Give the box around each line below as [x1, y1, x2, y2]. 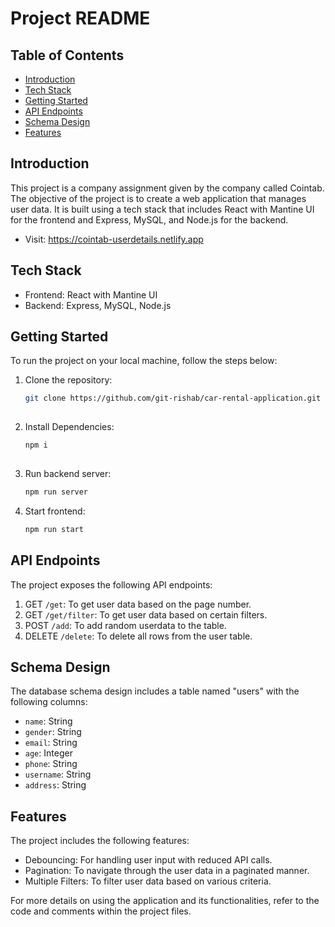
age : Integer [24, 747, 73, 759]
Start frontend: [24, 505, 86, 517]
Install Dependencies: [24, 421, 115, 433]
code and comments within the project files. [10, 905, 192, 917]
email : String [24, 737, 78, 749]
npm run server [24, 487, 89, 497]
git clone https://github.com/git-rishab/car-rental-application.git [24, 393, 322, 404]
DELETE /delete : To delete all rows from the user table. [24, 630, 253, 642]
